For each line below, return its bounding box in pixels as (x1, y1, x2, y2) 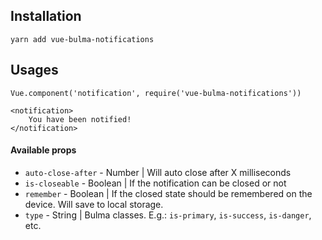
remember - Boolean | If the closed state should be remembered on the (24, 187, 313, 199)
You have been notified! (28, 114, 132, 124)
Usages (10, 62, 59, 79)
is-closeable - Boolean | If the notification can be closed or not (24, 177, 287, 189)
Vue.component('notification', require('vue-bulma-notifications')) (10, 88, 302, 98)
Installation (10, 8, 82, 25)
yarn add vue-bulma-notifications (10, 34, 155, 44)
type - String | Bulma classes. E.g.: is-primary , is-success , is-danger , (24, 209, 312, 221)
